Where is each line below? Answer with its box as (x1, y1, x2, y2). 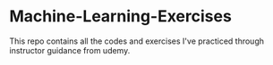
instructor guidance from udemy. (9, 45, 131, 55)
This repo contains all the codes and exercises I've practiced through (9, 36, 265, 46)
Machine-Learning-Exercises (9, 6, 233, 27)
